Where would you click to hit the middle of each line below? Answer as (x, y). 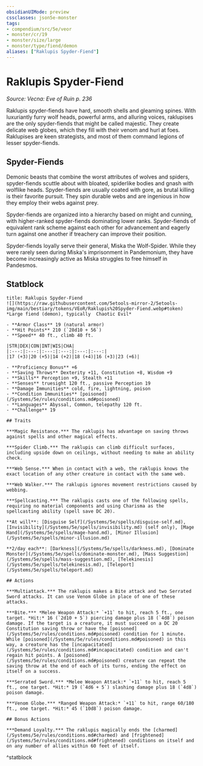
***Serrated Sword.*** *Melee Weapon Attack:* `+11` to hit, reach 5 (96, 682)
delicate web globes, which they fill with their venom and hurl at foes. (93, 130)
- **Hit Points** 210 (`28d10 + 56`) (54, 330)
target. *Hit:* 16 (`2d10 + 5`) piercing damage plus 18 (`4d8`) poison (100, 618)
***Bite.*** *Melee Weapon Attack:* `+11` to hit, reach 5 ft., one (95, 613)
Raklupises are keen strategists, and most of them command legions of (95, 136)
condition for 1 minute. (155, 634)
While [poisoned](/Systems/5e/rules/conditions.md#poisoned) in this (96, 640)
